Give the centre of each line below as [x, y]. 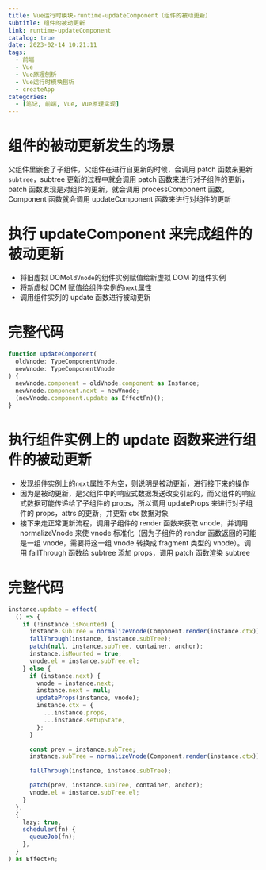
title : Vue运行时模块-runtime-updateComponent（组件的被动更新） [110, 15]
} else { [37, 668]
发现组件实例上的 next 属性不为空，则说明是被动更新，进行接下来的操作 [134, 483]
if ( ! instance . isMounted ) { [68, 624]
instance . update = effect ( [53, 609]
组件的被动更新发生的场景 [92, 146]
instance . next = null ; [74, 691]
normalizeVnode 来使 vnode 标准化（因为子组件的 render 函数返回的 [131, 533]
